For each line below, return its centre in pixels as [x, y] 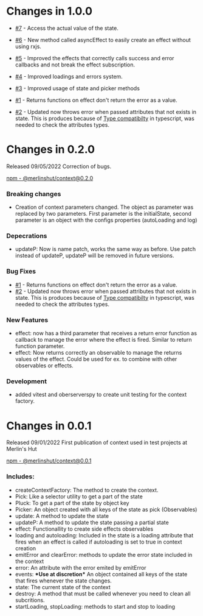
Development [27, 381]
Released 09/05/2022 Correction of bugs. [59, 166]
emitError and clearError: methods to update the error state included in [104, 554]
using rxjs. [28, 46]
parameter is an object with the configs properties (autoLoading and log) [106, 220]
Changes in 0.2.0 [51, 150]
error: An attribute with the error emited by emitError [81, 567]
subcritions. [30, 600]
